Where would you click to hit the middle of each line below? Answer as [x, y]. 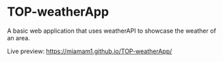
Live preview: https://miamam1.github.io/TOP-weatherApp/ [90, 51]
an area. [19, 37]
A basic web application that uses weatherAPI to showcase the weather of [112, 31]
